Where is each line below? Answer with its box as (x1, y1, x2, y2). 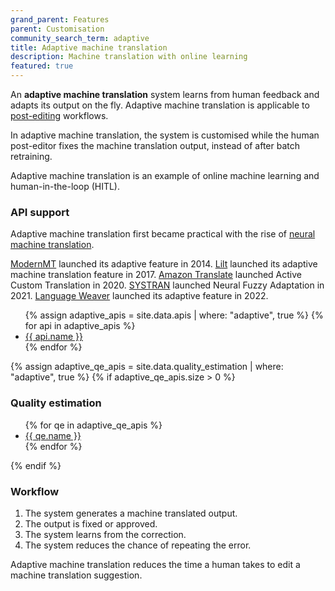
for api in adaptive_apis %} (24, 320, 136, 332)
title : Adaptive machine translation (10, 42, 168, 53)
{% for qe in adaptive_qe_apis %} (24, 419, 163, 431)
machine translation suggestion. (10, 569, 143, 581)
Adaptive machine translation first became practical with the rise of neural (10, 228, 316, 240)
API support (10, 205, 70, 219)
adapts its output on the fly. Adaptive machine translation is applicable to (10, 99, 310, 111)
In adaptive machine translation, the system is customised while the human (10, 129, 320, 141)
